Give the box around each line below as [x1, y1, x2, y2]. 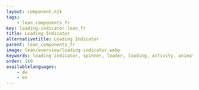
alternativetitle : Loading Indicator [6, 36, 99, 42]
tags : [6, 14, 20, 20]
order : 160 [6, 58, 33, 64]
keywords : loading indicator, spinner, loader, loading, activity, [6, 53, 176, 59]
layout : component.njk [6, 8, 62, 15]
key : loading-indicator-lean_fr [6, 25, 86, 31]
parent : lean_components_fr [6, 42, 76, 48]
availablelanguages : [6, 63, 57, 70]
